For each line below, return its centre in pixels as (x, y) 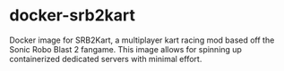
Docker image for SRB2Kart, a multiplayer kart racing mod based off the (142, 40)
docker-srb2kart (73, 16)
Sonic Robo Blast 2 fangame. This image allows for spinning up (125, 49)
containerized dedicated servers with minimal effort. (106, 59)
